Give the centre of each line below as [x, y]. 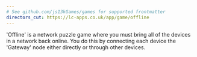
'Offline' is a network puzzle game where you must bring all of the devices [98, 34]
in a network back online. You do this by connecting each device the [91, 41]
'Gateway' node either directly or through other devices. [76, 47]
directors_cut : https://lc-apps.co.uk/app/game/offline [78, 17]
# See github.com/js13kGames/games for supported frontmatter [86, 12]
